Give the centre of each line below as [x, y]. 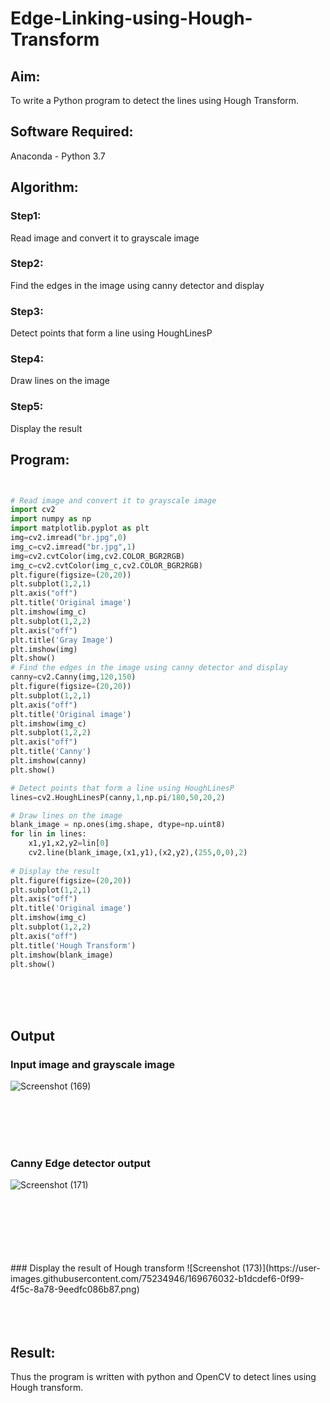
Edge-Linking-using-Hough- [131, 18]
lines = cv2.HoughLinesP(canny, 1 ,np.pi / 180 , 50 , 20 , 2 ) [118, 797]
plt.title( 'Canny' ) [51, 752]
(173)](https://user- [281, 1268]
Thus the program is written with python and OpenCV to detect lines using [163, 1377]
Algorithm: [44, 187]
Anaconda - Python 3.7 [58, 156]
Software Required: [72, 132]
